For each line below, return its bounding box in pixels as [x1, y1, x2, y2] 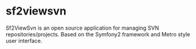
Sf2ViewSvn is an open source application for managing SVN [5, 24, 159, 31]
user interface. [5, 37, 43, 44]
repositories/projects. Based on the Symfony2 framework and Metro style [5, 30, 191, 38]
